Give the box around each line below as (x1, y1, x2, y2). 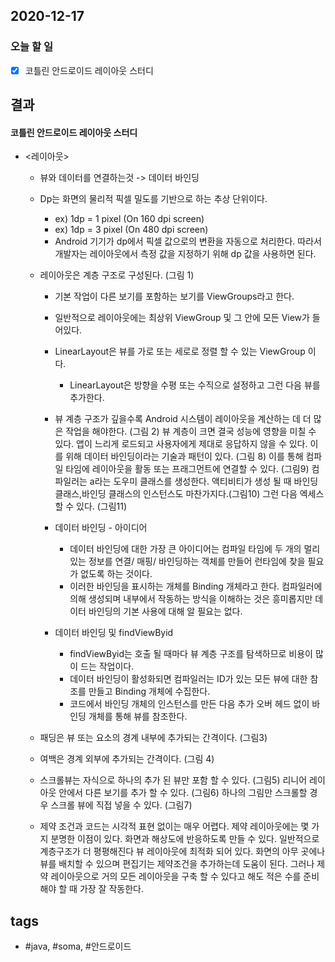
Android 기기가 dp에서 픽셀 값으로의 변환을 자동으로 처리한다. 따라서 (54, 235, 322, 248)
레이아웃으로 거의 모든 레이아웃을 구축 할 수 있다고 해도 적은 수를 (50, 870, 302, 883)
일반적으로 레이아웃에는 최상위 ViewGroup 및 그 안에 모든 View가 (54, 312, 310, 324)
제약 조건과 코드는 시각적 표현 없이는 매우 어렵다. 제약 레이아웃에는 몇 (39, 820, 310, 833)
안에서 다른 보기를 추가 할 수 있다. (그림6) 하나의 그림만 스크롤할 (58, 787, 308, 799)
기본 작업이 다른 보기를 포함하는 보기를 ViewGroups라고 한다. (54, 290, 295, 303)
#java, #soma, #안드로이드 (24, 940, 132, 953)
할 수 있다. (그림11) (54, 500, 128, 513)
